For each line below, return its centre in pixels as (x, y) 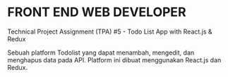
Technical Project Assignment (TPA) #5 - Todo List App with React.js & (110, 31)
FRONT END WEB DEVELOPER (97, 12)
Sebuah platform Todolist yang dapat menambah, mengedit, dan (101, 52)
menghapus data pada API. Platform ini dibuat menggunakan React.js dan (114, 59)
